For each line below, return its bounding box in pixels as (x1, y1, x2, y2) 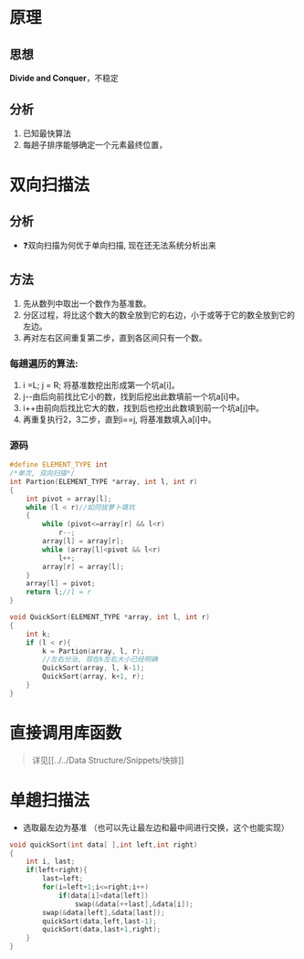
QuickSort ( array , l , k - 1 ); (42, 663, 145, 673)
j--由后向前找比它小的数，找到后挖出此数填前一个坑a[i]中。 (22, 391, 245, 402)
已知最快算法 (22, 128, 71, 139)
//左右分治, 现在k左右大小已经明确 (42, 655, 158, 664)
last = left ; (42, 874, 84, 883)
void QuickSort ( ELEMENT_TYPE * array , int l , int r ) (9, 613, 210, 622)
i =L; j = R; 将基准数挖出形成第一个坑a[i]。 (22, 379, 180, 390)
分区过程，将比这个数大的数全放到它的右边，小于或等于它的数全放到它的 (22, 309, 295, 320)
